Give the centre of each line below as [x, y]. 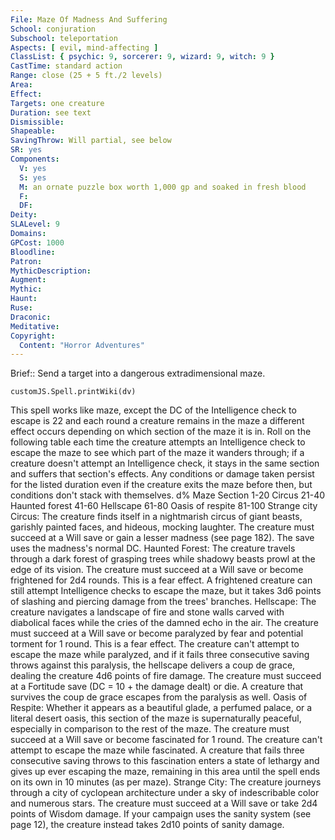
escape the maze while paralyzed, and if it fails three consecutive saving [160, 655]
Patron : [26, 261]
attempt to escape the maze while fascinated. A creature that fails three [157, 750]
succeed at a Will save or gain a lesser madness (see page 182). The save [162, 538]
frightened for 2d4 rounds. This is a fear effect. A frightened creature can [161, 580]
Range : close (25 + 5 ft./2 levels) [86, 76]
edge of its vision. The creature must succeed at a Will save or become [157, 570]
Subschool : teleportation [64, 38]
